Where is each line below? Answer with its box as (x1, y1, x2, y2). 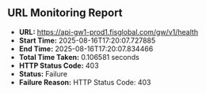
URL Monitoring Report (7, 6, 124, 20)
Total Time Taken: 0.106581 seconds (18, 52, 139, 61)
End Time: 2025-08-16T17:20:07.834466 (18, 43, 154, 54)
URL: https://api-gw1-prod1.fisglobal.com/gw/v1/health (18, 27, 199, 36)
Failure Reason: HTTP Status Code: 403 (18, 77, 151, 87)
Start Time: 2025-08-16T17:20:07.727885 (18, 35, 156, 45)
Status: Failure (18, 69, 68, 78)
